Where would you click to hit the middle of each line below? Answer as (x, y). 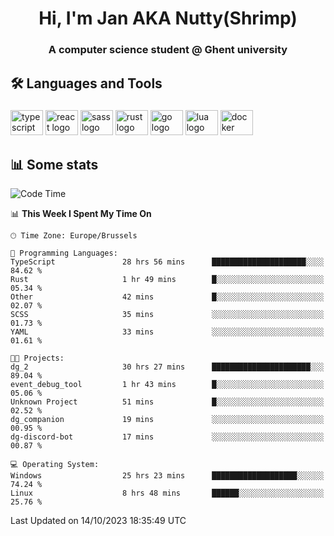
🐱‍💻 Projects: (37, 358)
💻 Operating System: (55, 465)
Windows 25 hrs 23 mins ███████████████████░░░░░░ (167, 476)
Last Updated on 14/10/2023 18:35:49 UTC (98, 521)
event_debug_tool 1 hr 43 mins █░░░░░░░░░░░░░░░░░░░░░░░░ (167, 385)
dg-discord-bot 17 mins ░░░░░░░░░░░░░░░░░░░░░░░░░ (167, 437)
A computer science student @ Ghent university (168, 50)
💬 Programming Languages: (64, 253)
